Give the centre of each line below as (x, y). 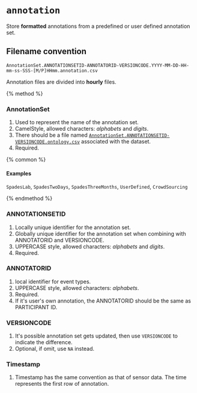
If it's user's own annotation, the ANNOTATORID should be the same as (103, 301)
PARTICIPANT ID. (36, 307)
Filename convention (47, 52)
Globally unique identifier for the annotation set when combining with (100, 233)
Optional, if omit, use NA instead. (55, 349)
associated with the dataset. (116, 142)
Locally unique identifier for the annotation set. (73, 227)
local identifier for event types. (53, 281)
